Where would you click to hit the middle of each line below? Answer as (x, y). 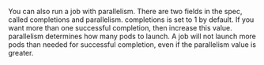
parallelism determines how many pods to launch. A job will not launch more (132, 36)
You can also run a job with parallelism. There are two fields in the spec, (125, 11)
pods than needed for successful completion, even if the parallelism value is (132, 45)
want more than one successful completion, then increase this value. (121, 28)
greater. (21, 53)
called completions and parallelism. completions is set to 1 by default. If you (131, 20)
